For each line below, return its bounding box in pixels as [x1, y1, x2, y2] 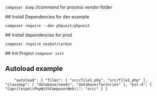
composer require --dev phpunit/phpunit [5, 23, 90, 28]
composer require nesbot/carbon [5, 42, 72, 47]
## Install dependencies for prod [5, 32, 72, 38]
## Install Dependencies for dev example [5, 14, 89, 19]
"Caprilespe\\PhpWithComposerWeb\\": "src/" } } [5, 86, 108, 91]
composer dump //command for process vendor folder [5, 4, 113, 10]
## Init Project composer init [5, 50, 65, 56]
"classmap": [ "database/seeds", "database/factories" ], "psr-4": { [5, 82, 153, 87]
